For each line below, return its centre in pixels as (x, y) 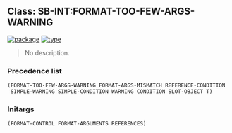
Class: (22, 12)
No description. (47, 52)
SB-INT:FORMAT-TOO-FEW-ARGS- (116, 12)
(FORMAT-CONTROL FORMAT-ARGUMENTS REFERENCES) (77, 124)
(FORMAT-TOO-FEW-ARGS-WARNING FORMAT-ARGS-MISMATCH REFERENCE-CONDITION (116, 86)
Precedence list (35, 71)
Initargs (21, 109)
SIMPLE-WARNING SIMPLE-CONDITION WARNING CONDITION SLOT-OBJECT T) (111, 92)
